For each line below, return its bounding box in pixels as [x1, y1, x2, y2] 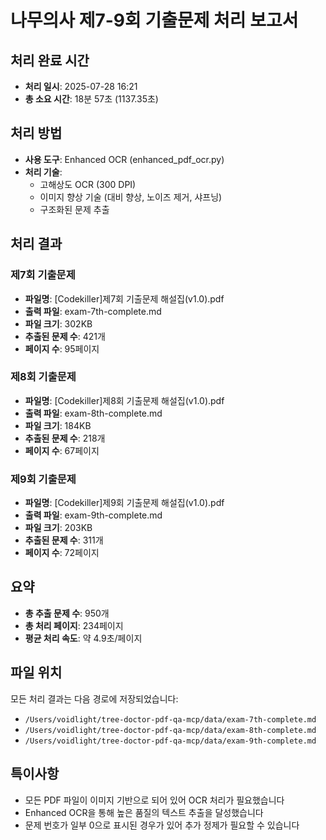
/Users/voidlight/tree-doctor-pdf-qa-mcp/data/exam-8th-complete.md [24, 725, 317, 735]
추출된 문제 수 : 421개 [24, 330, 106, 342]
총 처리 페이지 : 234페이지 [24, 619, 124, 631]
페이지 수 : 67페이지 [24, 444, 100, 456]
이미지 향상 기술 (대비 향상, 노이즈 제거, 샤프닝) [39, 191, 223, 203]
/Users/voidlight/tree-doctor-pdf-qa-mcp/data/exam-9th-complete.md [24, 736, 317, 746]
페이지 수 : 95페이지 [24, 342, 100, 355]
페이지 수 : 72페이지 [24, 547, 100, 559]
